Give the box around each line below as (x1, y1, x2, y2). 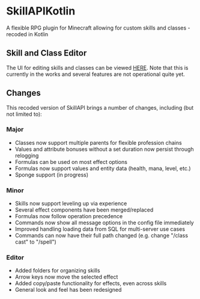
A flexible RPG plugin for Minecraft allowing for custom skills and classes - (6, 24, 190, 31)
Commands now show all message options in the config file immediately (14, 219, 194, 227)
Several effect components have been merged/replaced (14, 206, 154, 213)
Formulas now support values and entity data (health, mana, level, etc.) (14, 165, 191, 172)
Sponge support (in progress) (14, 171, 89, 178)
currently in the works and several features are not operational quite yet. (6, 71, 185, 78)
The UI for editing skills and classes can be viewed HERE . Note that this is (6, 64, 189, 71)
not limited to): (6, 110, 42, 118)
